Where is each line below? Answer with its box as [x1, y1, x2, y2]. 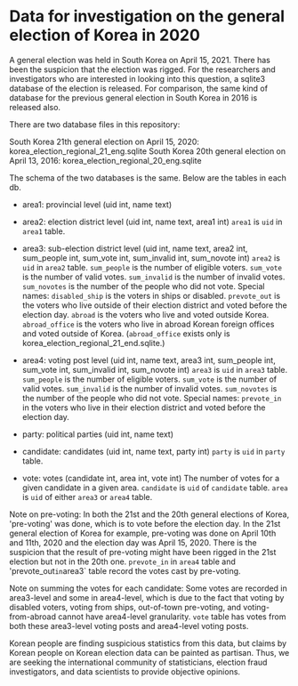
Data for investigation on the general [9, 6, 286, 27]
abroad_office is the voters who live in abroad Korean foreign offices [21, 319, 275, 329]
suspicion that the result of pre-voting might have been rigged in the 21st [9, 546, 277, 557]
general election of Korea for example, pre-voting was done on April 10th [9, 528, 277, 538]
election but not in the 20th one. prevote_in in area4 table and [9, 556, 236, 567]
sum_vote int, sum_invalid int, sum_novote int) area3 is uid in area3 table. [21, 364, 288, 375]
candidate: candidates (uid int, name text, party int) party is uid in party [21, 446, 286, 456]
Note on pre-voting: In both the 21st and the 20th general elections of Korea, [9, 509, 290, 520]
